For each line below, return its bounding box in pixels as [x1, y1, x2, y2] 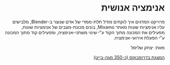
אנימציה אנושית [100, 2, 165, 14]
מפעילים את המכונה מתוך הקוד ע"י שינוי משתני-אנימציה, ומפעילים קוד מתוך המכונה [5, 29, 165, 35]
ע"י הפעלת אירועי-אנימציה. [113, 35, 165, 41]
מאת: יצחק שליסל [130, 44, 165, 50]
